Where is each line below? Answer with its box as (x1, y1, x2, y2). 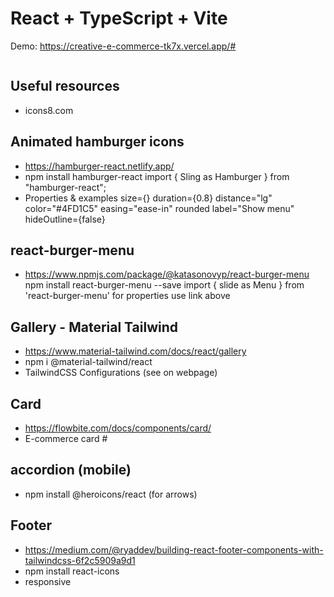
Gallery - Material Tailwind (10, 318, 178, 336)
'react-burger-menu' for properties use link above (24, 290, 231, 302)
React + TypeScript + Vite (10, 7, 228, 30)
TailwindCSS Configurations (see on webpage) (24, 367, 218, 379)
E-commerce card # (24, 433, 108, 444)
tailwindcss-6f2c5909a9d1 (24, 554, 136, 566)
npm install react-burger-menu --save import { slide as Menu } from (24, 279, 305, 291)
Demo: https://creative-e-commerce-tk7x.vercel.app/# (10, 40, 237, 52)
